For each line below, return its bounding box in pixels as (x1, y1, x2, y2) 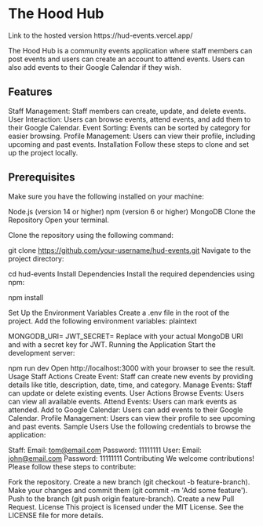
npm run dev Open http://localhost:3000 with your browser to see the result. (8, 363, 256, 373)
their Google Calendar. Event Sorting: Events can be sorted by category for (8, 122, 251, 132)
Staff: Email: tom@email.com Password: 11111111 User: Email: (8, 445, 202, 455)
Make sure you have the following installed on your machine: (8, 192, 204, 201)
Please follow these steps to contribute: (8, 462, 137, 471)
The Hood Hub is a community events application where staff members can (8, 46, 253, 55)
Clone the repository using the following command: (8, 230, 174, 239)
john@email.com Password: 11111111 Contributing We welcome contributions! (8, 453, 255, 463)
